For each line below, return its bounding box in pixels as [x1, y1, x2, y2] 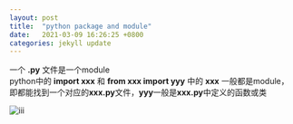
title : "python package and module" [9, 22, 152, 31]
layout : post [9, 13, 59, 23]
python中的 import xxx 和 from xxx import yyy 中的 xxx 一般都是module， [9, 76, 289, 87]
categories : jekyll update [9, 38, 112, 48]
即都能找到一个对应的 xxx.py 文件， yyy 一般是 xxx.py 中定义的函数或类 [9, 87, 268, 98]
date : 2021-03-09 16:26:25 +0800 [9, 30, 144, 39]
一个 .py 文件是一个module [9, 64, 111, 75]
